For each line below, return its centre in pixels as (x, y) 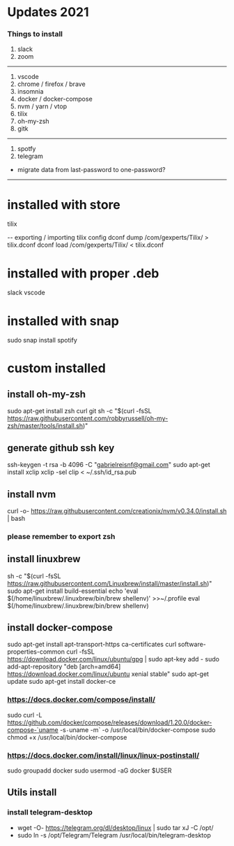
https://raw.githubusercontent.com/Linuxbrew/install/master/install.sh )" (110, 583)
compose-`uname (33, 730)
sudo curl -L (25, 715)
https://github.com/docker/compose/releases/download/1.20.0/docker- (110, 722)
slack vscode (26, 293)
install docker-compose (60, 628)
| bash (16, 518)
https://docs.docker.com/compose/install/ (81, 700)
